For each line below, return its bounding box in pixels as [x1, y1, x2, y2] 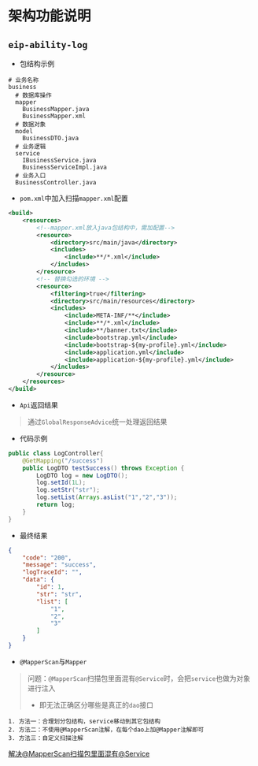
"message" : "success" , [22, 561, 97, 569]
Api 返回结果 [19, 400, 59, 410]
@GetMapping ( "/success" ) [22, 456, 104, 465]
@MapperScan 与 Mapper [19, 656, 87, 666]
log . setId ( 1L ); [36, 478, 87, 487]
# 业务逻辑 [15, 143, 46, 151]
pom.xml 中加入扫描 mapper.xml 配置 [19, 194, 128, 203]
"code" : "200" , [22, 553, 72, 562]
